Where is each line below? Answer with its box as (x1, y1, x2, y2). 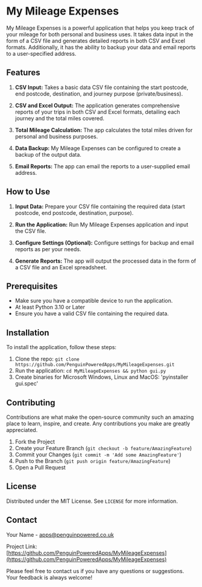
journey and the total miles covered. (14, 114, 104, 122)
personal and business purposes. (14, 133, 98, 140)
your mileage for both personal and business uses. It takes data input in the (6, 30, 194, 38)
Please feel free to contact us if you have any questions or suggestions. (6, 567, 185, 574)
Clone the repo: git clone (14, 355, 80, 362)
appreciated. (6, 427, 38, 433)
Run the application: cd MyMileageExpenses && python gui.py (14, 367, 166, 375)
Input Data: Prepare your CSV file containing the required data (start (14, 203, 185, 210)
